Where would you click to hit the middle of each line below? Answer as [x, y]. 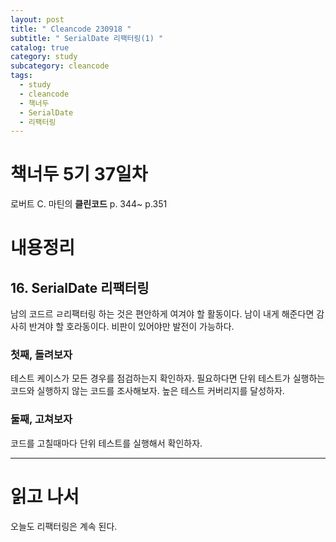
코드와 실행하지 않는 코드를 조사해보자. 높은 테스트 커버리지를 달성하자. [147, 391]
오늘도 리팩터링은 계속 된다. [64, 526]
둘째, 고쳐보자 [41, 419]
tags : [21, 76]
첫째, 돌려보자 [41, 355]
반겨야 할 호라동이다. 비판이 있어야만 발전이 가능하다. [131, 327]
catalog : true [40, 47]
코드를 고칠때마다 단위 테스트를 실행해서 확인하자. [106, 443]
